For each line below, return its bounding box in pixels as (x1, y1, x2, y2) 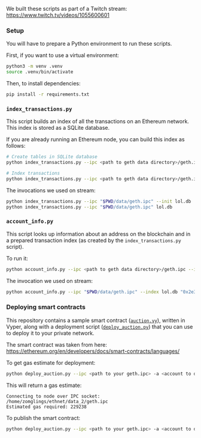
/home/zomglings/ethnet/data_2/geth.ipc (6, 398, 109, 404)
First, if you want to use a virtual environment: (6, 52, 120, 59)
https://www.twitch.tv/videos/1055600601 (6, 11, 109, 19)
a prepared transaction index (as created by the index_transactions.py (6, 237, 181, 244)
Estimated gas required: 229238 (6, 404, 87, 410)
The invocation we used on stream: (6, 277, 93, 284)
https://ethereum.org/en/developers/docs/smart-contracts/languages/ (6, 347, 180, 354)
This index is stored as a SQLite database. (6, 124, 109, 132)
